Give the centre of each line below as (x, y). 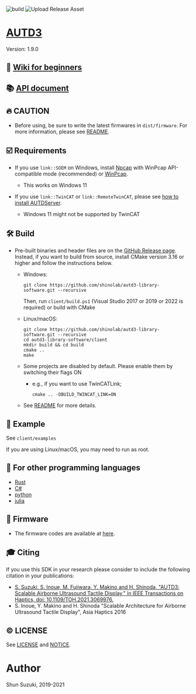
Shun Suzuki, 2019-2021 (35, 685)
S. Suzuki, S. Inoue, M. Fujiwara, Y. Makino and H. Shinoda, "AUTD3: (97, 587)
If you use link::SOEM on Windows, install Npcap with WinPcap (90, 168)
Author (23, 668)
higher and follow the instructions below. (63, 263)
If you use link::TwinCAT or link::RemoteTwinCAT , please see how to (97, 197)
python (23, 494)
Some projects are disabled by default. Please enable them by (98, 366)
